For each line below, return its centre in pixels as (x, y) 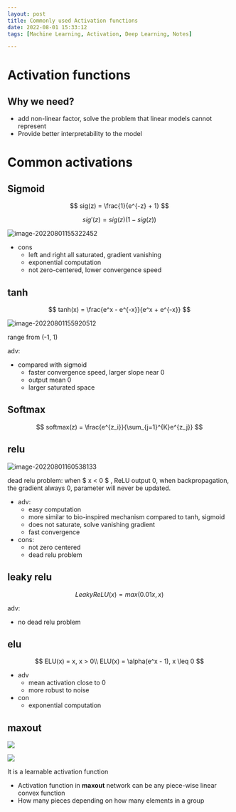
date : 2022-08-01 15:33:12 (47, 27)
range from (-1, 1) (33, 337)
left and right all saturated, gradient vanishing (95, 255)
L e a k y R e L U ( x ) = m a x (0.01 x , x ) (119, 594)
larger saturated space (61, 387)
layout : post (27, 14)
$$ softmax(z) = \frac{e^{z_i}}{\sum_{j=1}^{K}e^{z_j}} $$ (119, 427)
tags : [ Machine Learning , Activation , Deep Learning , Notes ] (100, 34)
